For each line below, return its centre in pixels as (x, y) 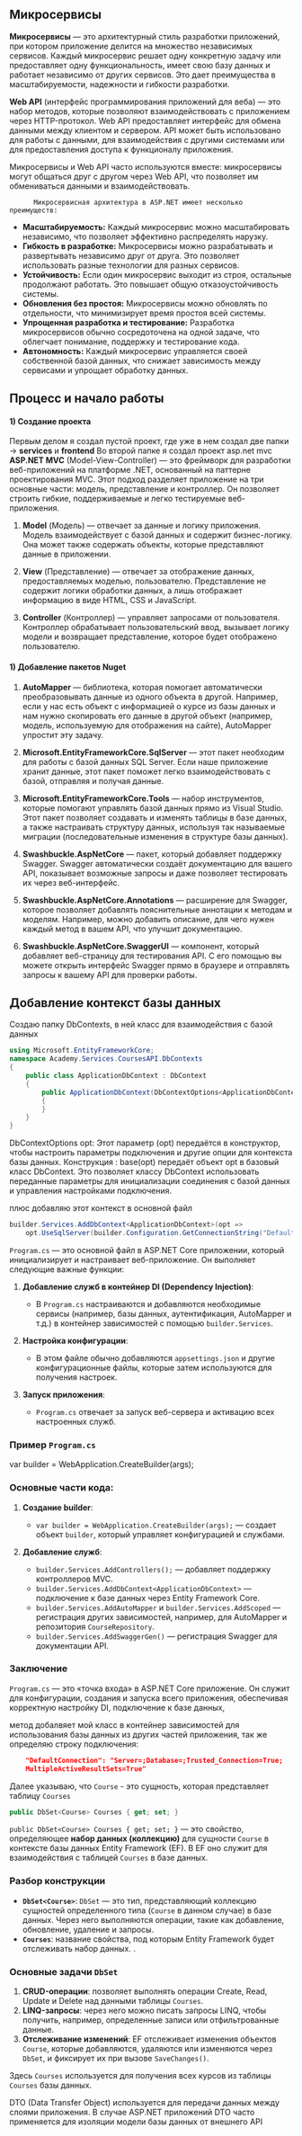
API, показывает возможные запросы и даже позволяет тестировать (155, 873)
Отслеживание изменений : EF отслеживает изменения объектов (149, 2039)
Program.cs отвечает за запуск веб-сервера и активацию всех (155, 1411)
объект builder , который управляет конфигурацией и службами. (160, 1534)
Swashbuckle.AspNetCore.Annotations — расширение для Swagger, (155, 900)
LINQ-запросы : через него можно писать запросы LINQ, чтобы (144, 2011)
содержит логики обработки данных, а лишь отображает (132, 591)
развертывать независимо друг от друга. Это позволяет (131, 255)
